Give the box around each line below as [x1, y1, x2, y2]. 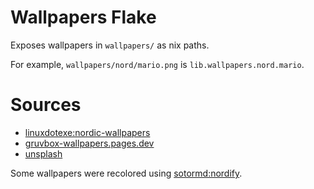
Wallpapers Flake [10, 6, 157, 29]
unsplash [24, 147, 63, 160]
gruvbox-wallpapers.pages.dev [24, 137, 155, 149]
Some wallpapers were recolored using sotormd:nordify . [10, 167, 243, 179]
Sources [10, 94, 82, 116]
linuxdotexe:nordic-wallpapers [24, 126, 151, 138]
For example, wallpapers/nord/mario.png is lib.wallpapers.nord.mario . [10, 58, 305, 70]
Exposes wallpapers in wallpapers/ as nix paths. [10, 39, 210, 51]
